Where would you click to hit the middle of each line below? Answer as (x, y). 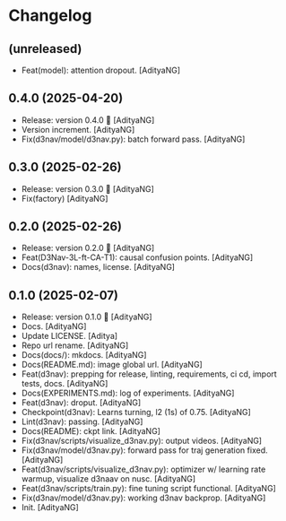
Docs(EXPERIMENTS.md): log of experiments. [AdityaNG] (128, 393)
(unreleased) (45, 49)
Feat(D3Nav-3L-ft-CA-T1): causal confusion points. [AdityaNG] (137, 257)
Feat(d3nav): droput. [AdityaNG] (81, 403)
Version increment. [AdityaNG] (78, 129)
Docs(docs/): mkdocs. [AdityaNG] (84, 355)
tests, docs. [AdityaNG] (65, 384)
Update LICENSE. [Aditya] (69, 336)
